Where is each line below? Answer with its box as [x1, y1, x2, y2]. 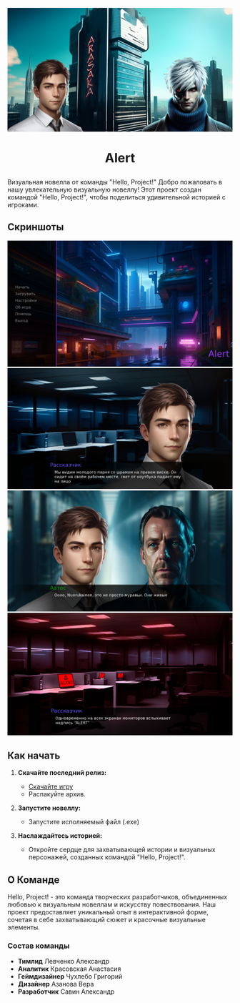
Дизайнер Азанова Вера [17, 980, 94, 989]
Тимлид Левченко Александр [17, 957, 109, 966]
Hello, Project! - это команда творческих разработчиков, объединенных [7, 893, 228, 901]
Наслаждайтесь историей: [17, 831, 102, 840]
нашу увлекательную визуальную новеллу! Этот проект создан [7, 185, 201, 194]
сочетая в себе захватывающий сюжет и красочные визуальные [7, 916, 206, 924]
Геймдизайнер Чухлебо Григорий [17, 972, 123, 981]
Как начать [7, 749, 61, 761]
